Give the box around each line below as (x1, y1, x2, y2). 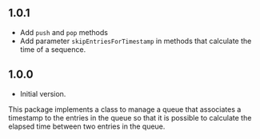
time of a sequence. (19, 44, 86, 54)
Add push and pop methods (19, 27, 108, 37)
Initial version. (19, 89, 66, 98)
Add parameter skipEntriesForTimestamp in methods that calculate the (19, 36, 252, 46)
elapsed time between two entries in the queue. (8, 121, 166, 131)
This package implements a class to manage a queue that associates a (8, 104, 242, 114)
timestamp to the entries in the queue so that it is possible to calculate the (8, 113, 252, 122)
